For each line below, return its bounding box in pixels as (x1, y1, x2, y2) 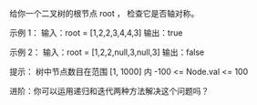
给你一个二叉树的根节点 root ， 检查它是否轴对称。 (9, 8, 200, 18)
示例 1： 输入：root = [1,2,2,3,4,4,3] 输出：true (9, 27, 183, 38)
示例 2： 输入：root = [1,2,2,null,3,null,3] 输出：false (9, 47, 205, 58)
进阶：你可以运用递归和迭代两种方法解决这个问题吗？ (9, 86, 210, 96)
